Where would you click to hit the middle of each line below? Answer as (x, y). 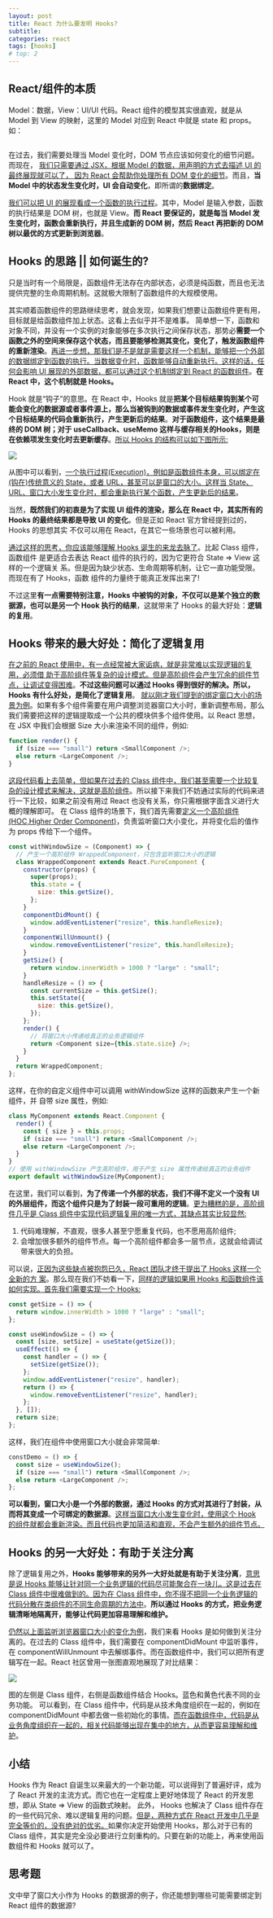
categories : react (39, 39)
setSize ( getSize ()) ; (65, 1365)
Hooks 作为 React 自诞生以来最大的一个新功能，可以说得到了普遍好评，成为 (135, 1784)
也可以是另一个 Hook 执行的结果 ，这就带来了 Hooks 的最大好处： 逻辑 (146, 605)
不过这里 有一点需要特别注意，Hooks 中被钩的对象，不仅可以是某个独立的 (131, 595)
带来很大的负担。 (49, 1251)
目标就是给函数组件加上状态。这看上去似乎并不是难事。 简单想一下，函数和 (134, 320)
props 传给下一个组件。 (56, 831)
